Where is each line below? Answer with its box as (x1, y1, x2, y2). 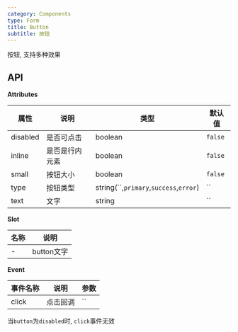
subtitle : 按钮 (7, 30, 50, 38)
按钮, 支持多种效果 (7, 50, 61, 59)
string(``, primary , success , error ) (95, 183, 200, 193)
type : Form (7, 17, 40, 24)
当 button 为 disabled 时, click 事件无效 (7, 316, 115, 326)
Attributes (7, 90, 38, 99)
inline (11, 151, 29, 161)
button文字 (32, 247, 69, 257)
